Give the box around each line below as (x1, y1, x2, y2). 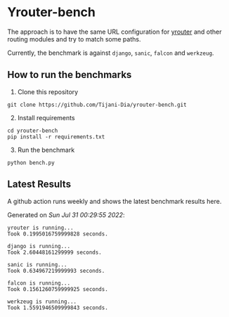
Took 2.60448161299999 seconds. (7, 249, 102, 256)
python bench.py (7, 159, 55, 166)
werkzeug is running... (7, 298, 77, 305)
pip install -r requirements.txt (7, 133, 105, 141)
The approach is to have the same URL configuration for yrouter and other (7, 27, 222, 36)
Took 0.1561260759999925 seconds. (7, 285, 109, 292)
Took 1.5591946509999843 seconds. (7, 304, 109, 311)
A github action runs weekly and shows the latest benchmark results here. (7, 197, 222, 205)
